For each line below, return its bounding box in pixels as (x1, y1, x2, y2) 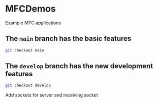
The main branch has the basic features (5, 34, 132, 43)
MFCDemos (5, 3, 56, 15)
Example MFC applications (5, 20, 61, 26)
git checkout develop (5, 83, 51, 88)
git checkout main (5, 47, 44, 53)
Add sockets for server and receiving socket (5, 92, 98, 98)
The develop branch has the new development (5, 62, 153, 71)
